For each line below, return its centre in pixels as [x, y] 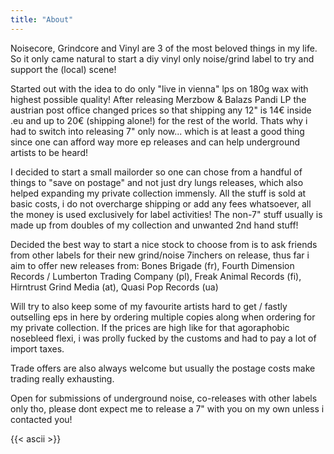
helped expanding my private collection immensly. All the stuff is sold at [158, 193]
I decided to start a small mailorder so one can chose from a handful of [156, 172]
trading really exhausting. [62, 378]
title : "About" [42, 19]
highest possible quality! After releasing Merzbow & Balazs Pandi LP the [158, 99]
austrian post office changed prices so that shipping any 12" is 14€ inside [161, 110]
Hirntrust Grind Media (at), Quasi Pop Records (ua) [114, 287]
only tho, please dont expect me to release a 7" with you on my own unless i [167, 408]
